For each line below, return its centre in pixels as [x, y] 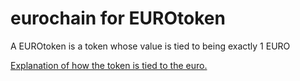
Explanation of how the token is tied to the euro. [109, 65]
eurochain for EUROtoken [118, 18]
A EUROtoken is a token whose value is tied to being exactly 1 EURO [150, 46]
